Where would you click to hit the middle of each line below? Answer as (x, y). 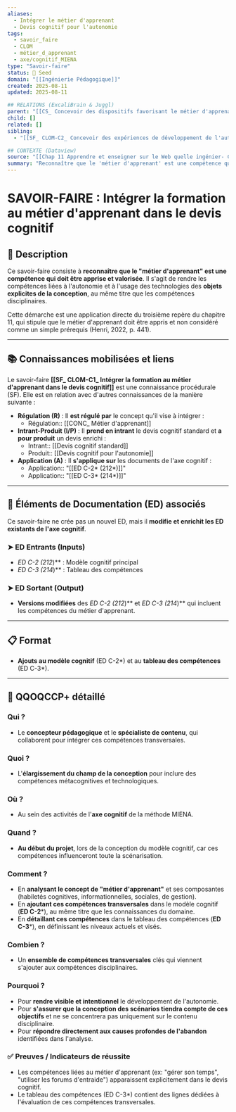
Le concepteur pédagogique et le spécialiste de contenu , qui (108, 732)
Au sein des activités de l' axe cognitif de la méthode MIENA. (105, 814)
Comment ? (27, 873)
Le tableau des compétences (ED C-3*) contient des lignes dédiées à (118, 1094)
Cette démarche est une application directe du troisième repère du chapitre (116, 315)
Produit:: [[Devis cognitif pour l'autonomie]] (91, 453)
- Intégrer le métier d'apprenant (64, 20)
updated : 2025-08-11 (38, 92)
